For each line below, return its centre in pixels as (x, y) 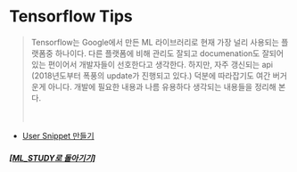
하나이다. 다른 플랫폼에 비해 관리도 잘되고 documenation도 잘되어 (169, 53)
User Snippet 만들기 (58, 135)
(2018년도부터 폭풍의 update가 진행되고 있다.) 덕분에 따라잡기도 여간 (151, 75)
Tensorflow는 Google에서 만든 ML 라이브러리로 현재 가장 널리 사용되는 (155, 42)
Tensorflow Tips (71, 16)
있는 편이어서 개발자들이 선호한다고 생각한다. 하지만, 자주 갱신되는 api (152, 64)
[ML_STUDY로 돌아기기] (53, 158)
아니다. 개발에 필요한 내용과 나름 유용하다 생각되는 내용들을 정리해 (162, 86)
